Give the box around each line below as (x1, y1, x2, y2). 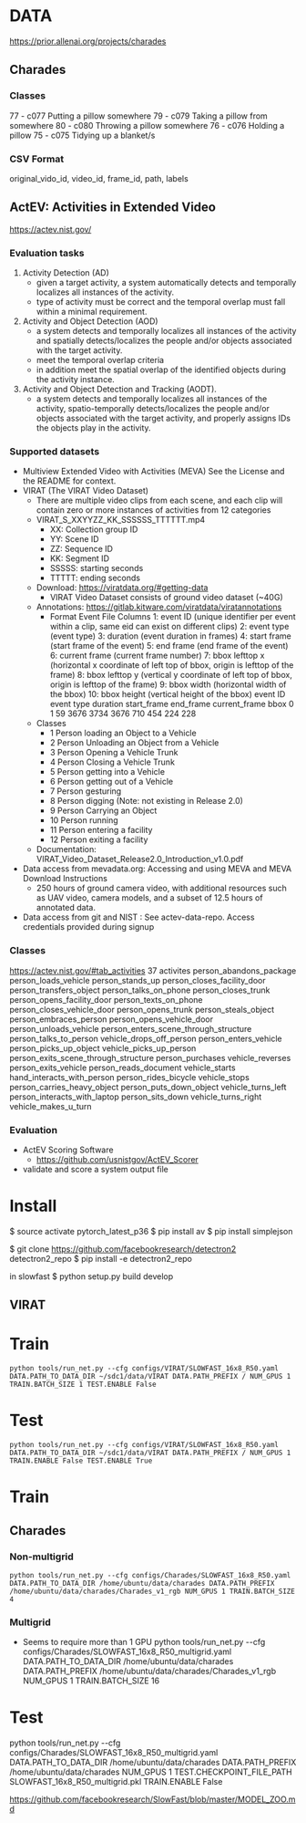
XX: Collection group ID (49, 524, 138, 535)
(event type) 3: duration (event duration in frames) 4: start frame (49, 630, 291, 641)
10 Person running (49, 815, 118, 826)
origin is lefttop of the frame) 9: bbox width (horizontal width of (49, 679, 287, 690)
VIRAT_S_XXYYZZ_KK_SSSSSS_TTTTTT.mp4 (36, 515, 206, 526)
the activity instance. (36, 374, 116, 385)
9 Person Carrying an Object (49, 805, 158, 817)
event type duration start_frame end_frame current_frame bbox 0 (49, 699, 294, 710)
